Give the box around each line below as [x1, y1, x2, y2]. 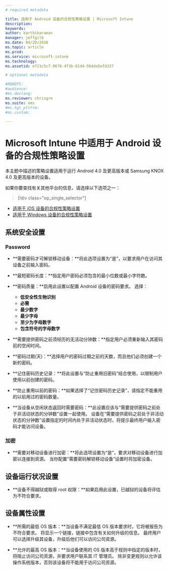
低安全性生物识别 [20, 294, 56, 300]
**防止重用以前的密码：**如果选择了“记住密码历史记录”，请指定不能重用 [12, 387, 163, 393]
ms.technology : [5, 59, 37, 64]
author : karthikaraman [5, 31, 53, 36]
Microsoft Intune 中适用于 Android [5, 137, 150, 149]
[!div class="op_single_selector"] [17, 195, 87, 201]
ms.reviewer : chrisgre [5, 95, 53, 101]
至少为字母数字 [20, 319, 51, 325]
